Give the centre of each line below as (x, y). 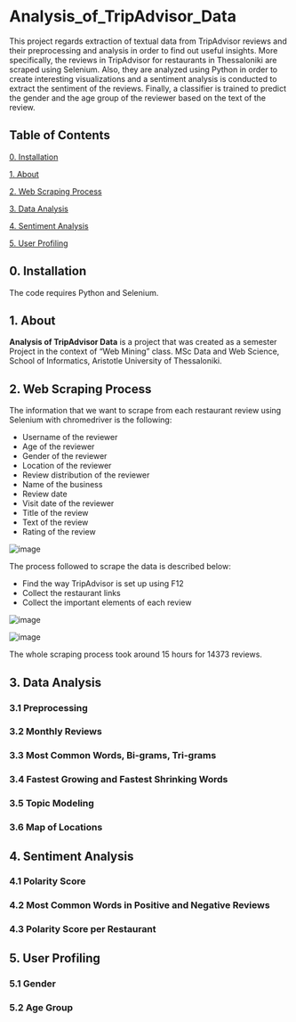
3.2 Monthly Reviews (56, 732)
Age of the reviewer (58, 446)
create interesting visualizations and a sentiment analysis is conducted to (143, 78)
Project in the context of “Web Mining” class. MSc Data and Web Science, (144, 352)
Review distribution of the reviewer (86, 475)
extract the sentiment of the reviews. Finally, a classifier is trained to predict (148, 88)
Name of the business (62, 485)
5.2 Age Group (41, 1007)
